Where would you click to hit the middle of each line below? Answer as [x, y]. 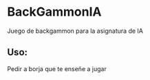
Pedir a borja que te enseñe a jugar [57, 68]
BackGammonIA [54, 12]
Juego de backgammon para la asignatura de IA [75, 31]
